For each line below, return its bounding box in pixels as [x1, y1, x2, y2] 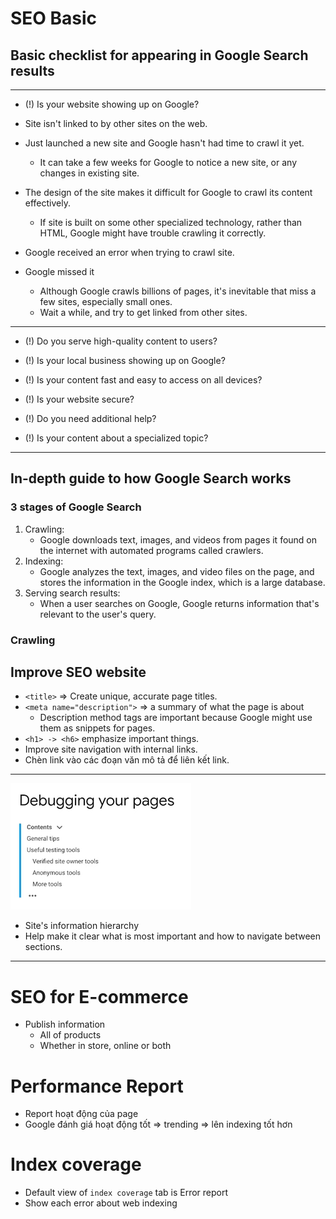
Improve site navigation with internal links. [24, 743, 198, 756]
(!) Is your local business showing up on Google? [24, 355, 226, 366]
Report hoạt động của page [24, 1108, 139, 1120]
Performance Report [10, 1075, 184, 1097]
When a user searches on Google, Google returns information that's [39, 597, 320, 609]
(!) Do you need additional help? [24, 413, 157, 424]
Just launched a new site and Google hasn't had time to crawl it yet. [24, 137, 305, 149]
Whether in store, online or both [39, 1040, 172, 1052]
